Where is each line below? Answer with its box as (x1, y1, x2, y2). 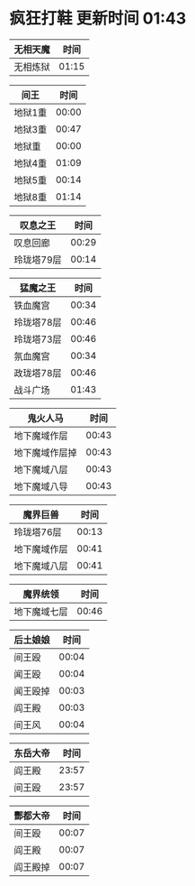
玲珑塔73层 (13, 333, 62, 346)
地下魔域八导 (13, 480, 69, 493)
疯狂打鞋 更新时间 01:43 (9, 8, 187, 29)
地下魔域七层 (13, 605, 69, 618)
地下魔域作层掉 (13, 446, 78, 458)
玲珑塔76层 (13, 525, 62, 538)
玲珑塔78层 (13, 316, 62, 328)
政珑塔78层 (13, 366, 62, 379)
